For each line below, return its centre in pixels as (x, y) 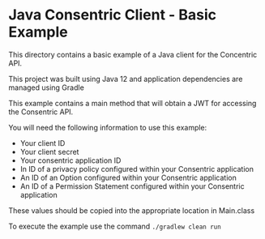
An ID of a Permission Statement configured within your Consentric (132, 186)
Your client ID (43, 143)
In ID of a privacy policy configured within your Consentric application (137, 169)
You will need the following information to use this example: (108, 127)
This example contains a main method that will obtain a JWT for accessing (132, 103)
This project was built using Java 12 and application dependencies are (126, 79)
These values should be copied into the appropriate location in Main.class (132, 210)
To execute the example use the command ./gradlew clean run (115, 226)
